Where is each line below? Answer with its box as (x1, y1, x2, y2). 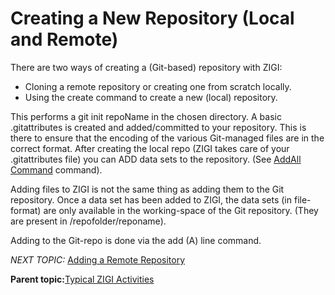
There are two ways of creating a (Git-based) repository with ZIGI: (10, 61, 283, 73)
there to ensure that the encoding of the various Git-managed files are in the (10, 132, 325, 144)
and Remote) (10, 28, 119, 51)
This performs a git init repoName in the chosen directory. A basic (10, 110, 282, 122)
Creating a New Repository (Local (10, 7, 295, 30)
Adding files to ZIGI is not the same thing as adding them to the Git (10, 183, 285, 195)
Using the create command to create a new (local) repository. (24, 91, 278, 103)
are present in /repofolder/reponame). (10, 215, 167, 227)
